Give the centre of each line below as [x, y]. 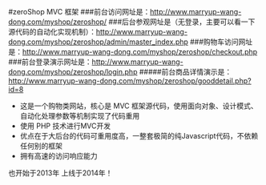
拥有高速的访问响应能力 [58, 156]
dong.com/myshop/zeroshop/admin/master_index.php [98, 42]
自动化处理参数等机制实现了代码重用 [80, 116]
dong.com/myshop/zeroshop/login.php [73, 72]
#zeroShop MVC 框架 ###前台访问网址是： [79, 12]
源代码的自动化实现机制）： [52, 32]
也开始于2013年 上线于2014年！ [60, 173]
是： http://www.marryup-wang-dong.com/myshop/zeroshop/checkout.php [133, 52]
